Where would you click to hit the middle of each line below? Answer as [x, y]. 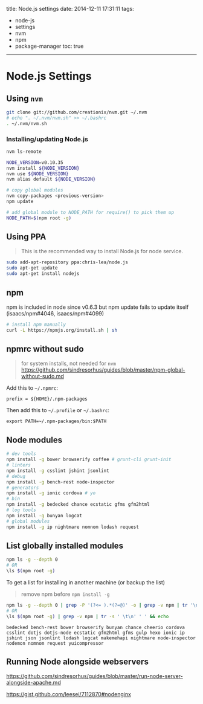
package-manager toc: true [49, 46]
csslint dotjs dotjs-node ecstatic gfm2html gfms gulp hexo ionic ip [96, 633]
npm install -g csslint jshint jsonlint [58, 471]
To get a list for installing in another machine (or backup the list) [85, 582]
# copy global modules [35, 190]
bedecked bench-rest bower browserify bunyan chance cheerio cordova [96, 627]
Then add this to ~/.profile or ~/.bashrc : [58, 410]
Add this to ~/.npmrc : [32, 388]
